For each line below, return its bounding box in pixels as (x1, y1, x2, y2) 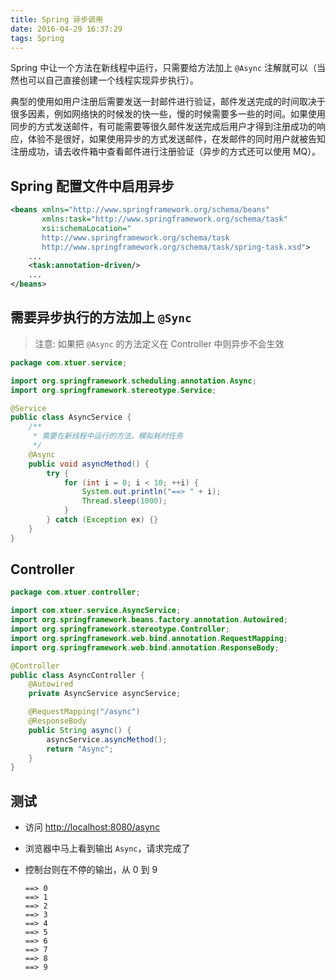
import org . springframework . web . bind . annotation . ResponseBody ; (10, 642, 280, 653)
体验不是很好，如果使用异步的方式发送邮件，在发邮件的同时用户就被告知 (27, 133, 326, 145)
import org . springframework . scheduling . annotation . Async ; (10, 376, 257, 386)
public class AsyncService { (10, 412, 132, 423)
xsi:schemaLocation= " (41, 223, 132, 233)
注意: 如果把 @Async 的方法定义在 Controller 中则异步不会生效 (34, 337, 285, 350)
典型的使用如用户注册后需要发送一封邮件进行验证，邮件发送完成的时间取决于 (10, 96, 326, 108)
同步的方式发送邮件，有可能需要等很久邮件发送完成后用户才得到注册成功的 (10, 121, 317, 133)
